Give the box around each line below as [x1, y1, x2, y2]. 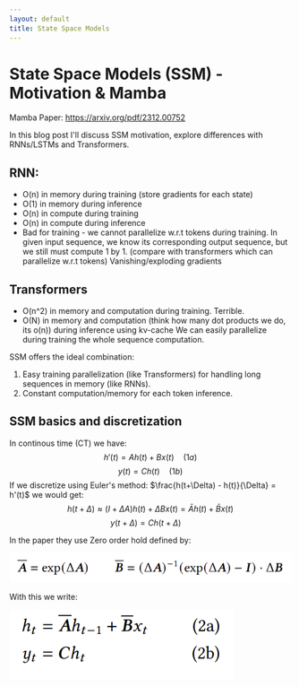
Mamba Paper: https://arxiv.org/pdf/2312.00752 [9, 112, 186, 123]
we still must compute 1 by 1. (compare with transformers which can [21, 247, 273, 257]
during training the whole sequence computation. [21, 335, 204, 345]
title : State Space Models [9, 23, 110, 33]
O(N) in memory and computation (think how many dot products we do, [21, 315, 286, 326]
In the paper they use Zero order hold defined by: [9, 535, 192, 545]
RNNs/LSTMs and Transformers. [9, 139, 130, 150]
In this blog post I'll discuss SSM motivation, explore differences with [9, 130, 263, 141]
